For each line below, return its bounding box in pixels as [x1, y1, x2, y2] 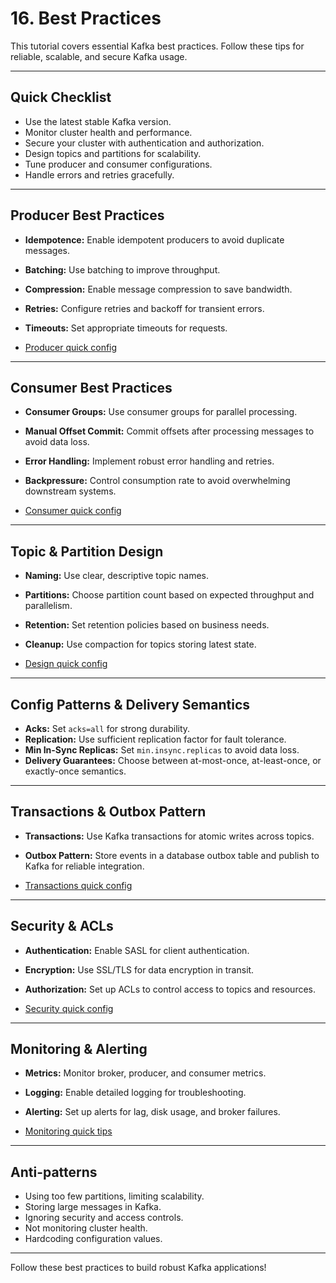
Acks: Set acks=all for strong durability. [24, 723, 191, 734]
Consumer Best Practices [10, 379, 173, 396]
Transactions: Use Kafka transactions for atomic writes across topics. [24, 830, 315, 842]
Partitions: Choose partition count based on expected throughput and [24, 589, 315, 601]
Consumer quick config [24, 505, 122, 517]
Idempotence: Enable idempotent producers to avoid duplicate [24, 233, 285, 246]
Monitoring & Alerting [10, 1041, 148, 1058]
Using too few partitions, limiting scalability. [24, 1190, 205, 1202]
